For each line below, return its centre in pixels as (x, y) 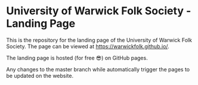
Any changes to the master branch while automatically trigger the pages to (98, 69)
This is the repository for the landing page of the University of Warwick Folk (99, 40)
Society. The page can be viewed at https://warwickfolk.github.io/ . (88, 46)
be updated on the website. (40, 75)
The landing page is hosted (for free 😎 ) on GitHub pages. (77, 58)
